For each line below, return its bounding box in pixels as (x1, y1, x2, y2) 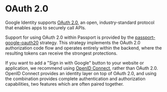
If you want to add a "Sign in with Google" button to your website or (5, 60, 144, 66)
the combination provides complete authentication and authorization (5, 76, 146, 82)
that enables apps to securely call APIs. (5, 24, 86, 30)
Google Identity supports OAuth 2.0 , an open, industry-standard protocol (5, 19, 155, 25)
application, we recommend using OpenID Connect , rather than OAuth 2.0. (5, 65, 158, 71)
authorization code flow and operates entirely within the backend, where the (5, 45, 162, 51)
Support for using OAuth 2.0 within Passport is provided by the (5, 34, 134, 40)
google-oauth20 (5, 39, 39, 45)
